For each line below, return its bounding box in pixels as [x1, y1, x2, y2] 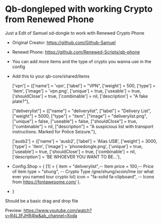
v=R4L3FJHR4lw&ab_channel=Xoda [5, 212, 77, 219]
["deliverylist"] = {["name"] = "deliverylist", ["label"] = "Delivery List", [12, 108, 151, 114]
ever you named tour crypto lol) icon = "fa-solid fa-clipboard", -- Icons [12, 173, 155, 179]
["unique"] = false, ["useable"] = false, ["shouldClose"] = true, [12, 118, 138, 124]
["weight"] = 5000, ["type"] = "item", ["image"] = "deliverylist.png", [12, 113, 147, 119]
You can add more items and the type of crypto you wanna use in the [12, 58, 151, 64]
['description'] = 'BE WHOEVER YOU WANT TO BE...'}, [12, 153, 121, 160]
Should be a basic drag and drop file [5, 198, 79, 204]
